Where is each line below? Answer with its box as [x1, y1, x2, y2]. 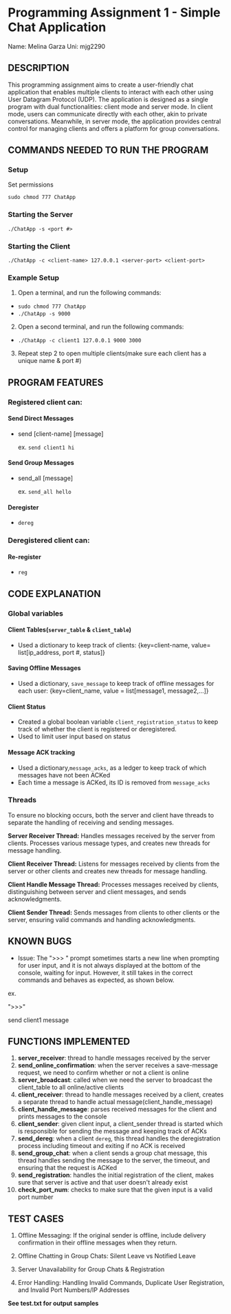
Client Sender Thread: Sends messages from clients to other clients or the [8, 908, 220, 917]
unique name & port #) [17, 357, 82, 365]
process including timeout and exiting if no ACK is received [17, 1142, 186, 1150]
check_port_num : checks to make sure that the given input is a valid [17, 1186, 212, 1194]
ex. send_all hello [17, 488, 71, 496]
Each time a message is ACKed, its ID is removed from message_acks [17, 778, 210, 786]
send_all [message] [17, 474, 74, 483]
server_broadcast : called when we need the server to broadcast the [17, 1076, 212, 1084]
